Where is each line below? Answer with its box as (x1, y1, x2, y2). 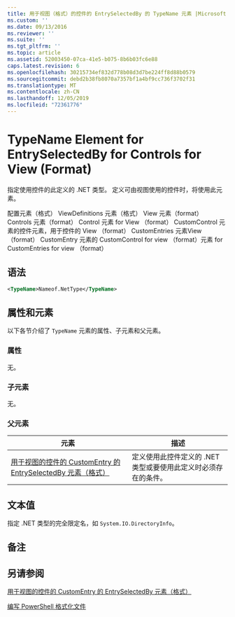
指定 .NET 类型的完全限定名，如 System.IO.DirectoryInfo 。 (7, 519, 178, 527)
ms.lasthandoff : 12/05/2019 (7, 95, 90, 102)
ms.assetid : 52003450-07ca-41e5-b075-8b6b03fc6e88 (7, 56, 158, 63)
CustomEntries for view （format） (7, 244, 108, 252)
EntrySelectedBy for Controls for (7, 146, 201, 162)
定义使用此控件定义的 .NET (131, 452, 220, 462)
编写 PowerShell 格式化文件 (7, 602, 86, 611)
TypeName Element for (7, 132, 144, 148)
